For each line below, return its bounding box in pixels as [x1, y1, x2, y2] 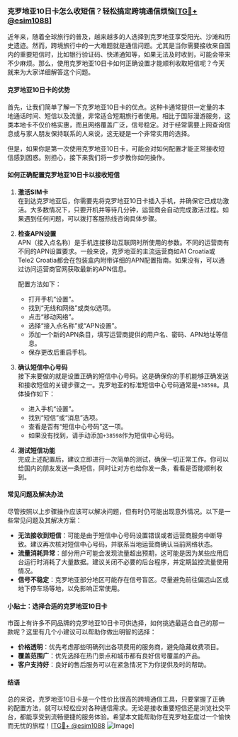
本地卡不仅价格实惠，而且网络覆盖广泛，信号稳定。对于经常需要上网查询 [13, 120, 225, 129]
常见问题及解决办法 [7, 490, 64, 498]
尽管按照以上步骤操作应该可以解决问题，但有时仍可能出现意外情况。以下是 [7, 507, 225, 515]
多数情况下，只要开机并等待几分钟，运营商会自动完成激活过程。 [36, 205, 223, 214]
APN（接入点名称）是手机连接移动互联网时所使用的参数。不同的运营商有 [17, 238, 229, 246]
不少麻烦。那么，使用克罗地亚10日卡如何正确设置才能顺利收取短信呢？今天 [7, 59, 225, 68]
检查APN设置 [17, 229, 57, 238]
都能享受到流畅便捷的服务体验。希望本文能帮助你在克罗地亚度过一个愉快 [19, 713, 231, 721]
